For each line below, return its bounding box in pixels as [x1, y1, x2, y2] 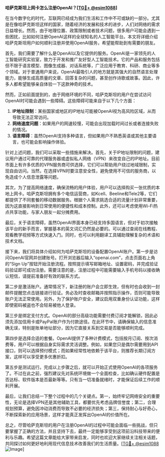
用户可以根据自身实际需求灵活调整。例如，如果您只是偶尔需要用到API [18, 342, 159, 347]
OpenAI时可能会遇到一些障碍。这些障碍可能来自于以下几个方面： [5, 98, 137, 103]
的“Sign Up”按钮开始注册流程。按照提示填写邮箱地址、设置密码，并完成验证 [5, 261, 159, 266]
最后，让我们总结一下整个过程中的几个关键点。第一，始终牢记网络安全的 [5, 393, 151, 399]
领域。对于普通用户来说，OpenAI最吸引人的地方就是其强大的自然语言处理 [9, 69, 158, 74]
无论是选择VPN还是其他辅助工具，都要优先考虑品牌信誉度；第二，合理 [13, 399, 156, 405]
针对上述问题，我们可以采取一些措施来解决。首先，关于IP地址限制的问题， [5, 150, 156, 155]
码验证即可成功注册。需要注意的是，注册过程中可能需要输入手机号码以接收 [5, 267, 156, 273]
